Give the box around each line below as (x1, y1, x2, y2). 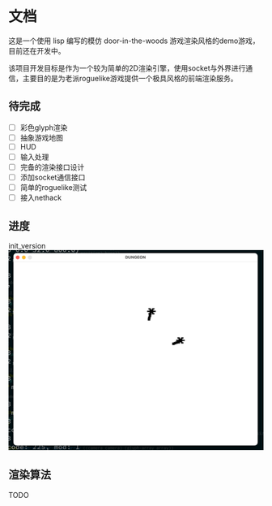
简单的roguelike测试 (19, 183, 87, 192)
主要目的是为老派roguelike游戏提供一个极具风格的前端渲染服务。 (22, 73, 238, 83)
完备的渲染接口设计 (19, 162, 85, 171)
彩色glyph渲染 (19, 123, 68, 132)
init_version (8, 241, 46, 251)
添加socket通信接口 (19, 172, 86, 183)
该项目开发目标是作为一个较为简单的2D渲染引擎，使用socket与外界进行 (8, 63, 246, 73)
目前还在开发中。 (8, 45, 66, 55)
